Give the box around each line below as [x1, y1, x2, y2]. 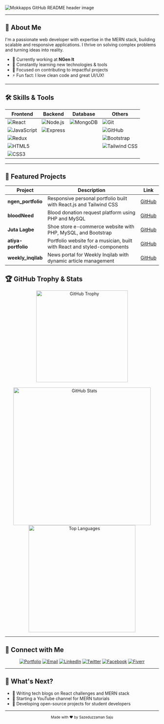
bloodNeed [7, 212, 34, 219]
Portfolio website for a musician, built [47, 237, 133, 244]
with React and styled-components [47, 243, 129, 250]
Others [112, 110, 128, 117]
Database [72, 110, 95, 117]
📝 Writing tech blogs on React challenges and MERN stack [12, 690, 130, 696]
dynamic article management [47, 257, 115, 264]
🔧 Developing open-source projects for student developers [12, 701, 131, 706]
